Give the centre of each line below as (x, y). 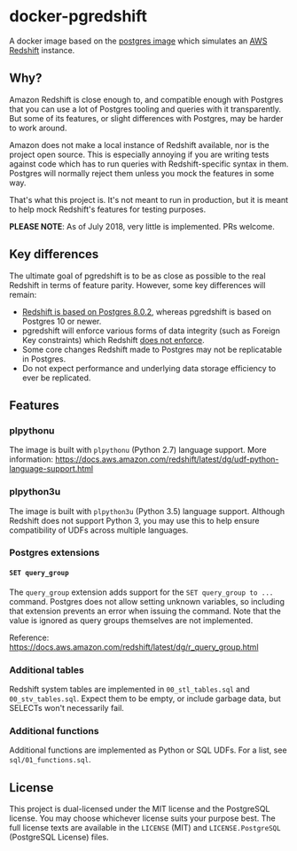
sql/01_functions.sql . (50, 760)
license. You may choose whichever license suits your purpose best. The (143, 818)
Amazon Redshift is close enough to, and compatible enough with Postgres (146, 99)
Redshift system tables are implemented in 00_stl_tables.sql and (129, 689)
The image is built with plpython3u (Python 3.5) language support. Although (147, 511)
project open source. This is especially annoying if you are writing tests (139, 154)
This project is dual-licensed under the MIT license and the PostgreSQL (140, 809)
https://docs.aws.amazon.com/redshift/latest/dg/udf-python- (167, 459)
